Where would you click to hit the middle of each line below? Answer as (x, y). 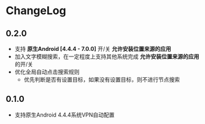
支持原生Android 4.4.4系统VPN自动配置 (64, 115)
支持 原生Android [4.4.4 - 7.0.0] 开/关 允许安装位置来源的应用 (93, 49)
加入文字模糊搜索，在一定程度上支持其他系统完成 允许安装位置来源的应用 (107, 56)
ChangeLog (36, 11)
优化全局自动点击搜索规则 (47, 72)
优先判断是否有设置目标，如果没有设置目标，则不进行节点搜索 (102, 79)
